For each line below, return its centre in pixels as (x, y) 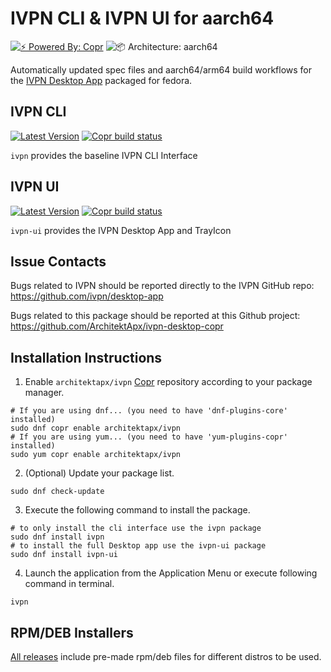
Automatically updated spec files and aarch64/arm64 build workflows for (161, 69)
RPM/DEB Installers (72, 632)
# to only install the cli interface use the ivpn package (136, 528)
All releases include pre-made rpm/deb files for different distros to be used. (166, 656)
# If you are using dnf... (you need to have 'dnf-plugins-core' (149, 411)
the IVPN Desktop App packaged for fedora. (101, 80)
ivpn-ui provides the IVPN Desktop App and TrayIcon (121, 230)
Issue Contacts (58, 261)
